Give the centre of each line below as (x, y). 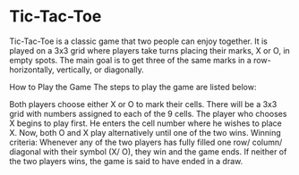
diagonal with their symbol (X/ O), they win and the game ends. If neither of (148, 151)
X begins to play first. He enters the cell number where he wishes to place (145, 123)
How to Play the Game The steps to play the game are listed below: (133, 87)
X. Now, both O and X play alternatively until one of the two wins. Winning (145, 132)
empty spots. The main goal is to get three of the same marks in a (131, 60)
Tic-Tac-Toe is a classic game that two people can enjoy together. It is (139, 41)
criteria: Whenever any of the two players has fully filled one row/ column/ (146, 142)
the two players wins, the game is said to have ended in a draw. (126, 161)
